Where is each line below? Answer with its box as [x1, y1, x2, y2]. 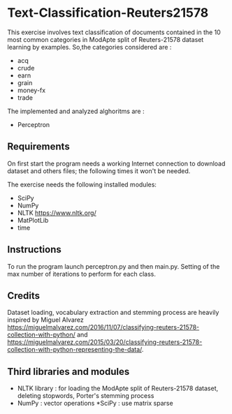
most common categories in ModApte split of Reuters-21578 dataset [7, 35, 204, 43]
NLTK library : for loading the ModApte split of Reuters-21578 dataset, [17, 384, 219, 392]
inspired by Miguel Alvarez [7, 316, 84, 324]
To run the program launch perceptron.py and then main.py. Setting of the [7, 262, 220, 270]
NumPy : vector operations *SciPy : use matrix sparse [17, 399, 173, 408]
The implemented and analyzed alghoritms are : [7, 107, 145, 115]
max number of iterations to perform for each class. [7, 269, 156, 278]
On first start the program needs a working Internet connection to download [7, 159, 226, 168]
